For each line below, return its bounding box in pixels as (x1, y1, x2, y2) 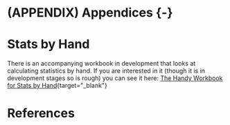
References (7, 106, 75, 122)
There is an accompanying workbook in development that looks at (7, 59, 196, 68)
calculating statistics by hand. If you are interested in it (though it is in (7, 67, 206, 75)
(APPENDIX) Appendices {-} (7, 5, 173, 21)
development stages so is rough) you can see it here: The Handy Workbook (7, 74, 223, 82)
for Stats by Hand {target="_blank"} (7, 81, 107, 90)
